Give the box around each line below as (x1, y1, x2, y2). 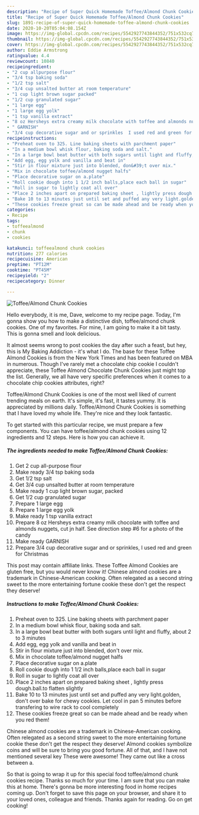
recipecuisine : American (6, 256, 68, 262)
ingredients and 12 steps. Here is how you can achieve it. (6, 434, 145, 441)
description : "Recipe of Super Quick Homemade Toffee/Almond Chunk (6, 8, 177, 15)
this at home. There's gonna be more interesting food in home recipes (6, 783, 177, 790)
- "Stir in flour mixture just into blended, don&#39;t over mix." (6, 163, 177, 169)
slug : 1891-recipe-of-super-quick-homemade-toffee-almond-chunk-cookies (6, 20, 190, 25)
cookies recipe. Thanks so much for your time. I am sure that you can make (6, 777, 190, 784)
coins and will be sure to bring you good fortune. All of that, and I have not (6, 746, 188, 753)
